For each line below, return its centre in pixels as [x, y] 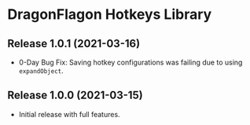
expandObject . [41, 71]
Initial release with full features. [69, 114]
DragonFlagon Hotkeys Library [110, 15]
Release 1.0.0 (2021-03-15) [75, 96]
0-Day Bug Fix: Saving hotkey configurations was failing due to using [131, 62]
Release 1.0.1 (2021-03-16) [74, 44]
